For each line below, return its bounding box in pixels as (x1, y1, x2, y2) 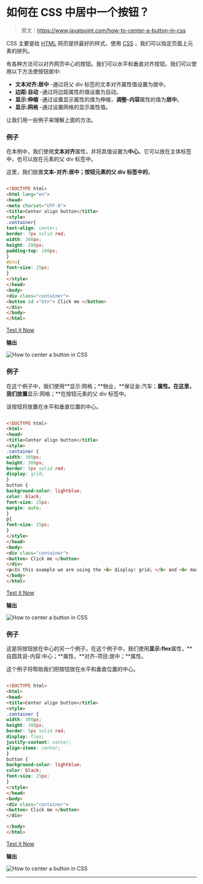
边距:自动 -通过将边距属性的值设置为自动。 (14, 88, 122, 95)
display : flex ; (6, 734, 45, 740)
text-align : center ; (6, 225, 59, 231)
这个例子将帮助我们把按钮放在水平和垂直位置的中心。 (6, 666, 139, 673)
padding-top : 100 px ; (6, 248, 59, 254)
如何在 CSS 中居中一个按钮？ (6, 5, 150, 19)
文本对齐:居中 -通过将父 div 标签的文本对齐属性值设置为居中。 (14, 80, 169, 88)
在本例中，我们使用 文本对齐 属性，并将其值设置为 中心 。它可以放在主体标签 (6, 148, 192, 155)
